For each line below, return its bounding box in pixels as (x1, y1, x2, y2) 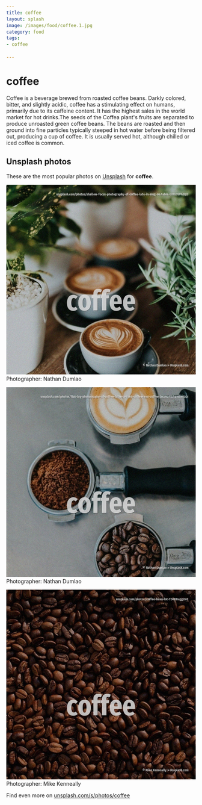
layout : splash (6, 16, 44, 22)
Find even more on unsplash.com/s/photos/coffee (6, 792, 130, 799)
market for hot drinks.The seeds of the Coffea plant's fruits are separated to (6, 113, 194, 120)
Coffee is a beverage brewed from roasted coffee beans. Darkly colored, (6, 94, 186, 102)
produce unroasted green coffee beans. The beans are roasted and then (6, 120, 186, 127)
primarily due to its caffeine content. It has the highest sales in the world (6, 107, 185, 114)
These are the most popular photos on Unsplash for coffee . (6, 172, 154, 180)
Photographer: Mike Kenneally (6, 780, 81, 787)
